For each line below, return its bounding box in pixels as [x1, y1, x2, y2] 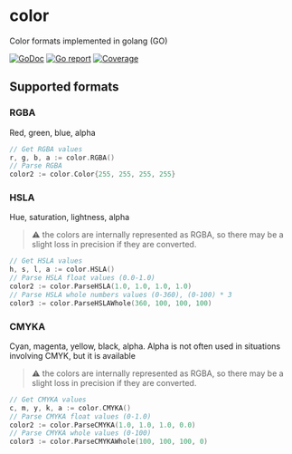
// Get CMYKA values [9, 395, 88, 404]
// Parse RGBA [9, 161, 63, 170]
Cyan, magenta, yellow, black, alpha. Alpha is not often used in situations [9, 341, 281, 352]
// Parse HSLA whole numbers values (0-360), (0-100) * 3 [9, 290, 232, 299]
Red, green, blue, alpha [9, 127, 97, 138]
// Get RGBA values [9, 144, 83, 154]
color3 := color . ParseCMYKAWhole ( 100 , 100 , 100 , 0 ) [9, 437, 208, 447]
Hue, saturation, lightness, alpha [9, 212, 130, 223]
